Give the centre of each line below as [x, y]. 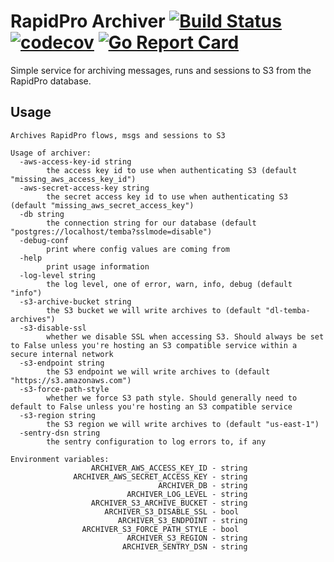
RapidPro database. [51, 81]
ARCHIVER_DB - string [203, 485]
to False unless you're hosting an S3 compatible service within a [154, 345]
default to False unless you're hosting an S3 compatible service [151, 406]
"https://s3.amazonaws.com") [71, 380]
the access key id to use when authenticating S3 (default [172, 170]
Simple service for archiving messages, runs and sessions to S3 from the [161, 70]
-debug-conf [44, 240]
